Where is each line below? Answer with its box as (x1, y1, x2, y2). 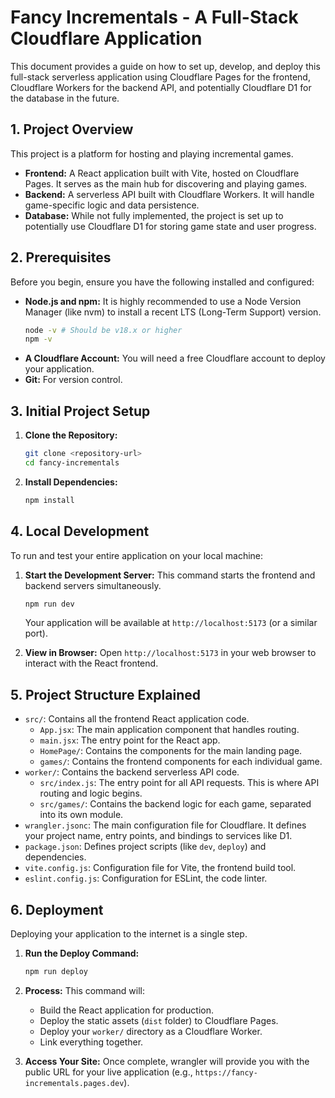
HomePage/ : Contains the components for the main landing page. (39, 745, 303, 757)
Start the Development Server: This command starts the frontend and (24, 569, 316, 581)
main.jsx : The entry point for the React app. (39, 734, 221, 746)
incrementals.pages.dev (24, 1078, 125, 1088)
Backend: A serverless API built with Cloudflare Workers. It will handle (24, 188, 315, 200)
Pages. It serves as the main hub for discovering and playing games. (24, 177, 308, 190)
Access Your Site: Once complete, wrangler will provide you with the (24, 1055, 310, 1067)
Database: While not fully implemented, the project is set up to (24, 209, 284, 221)
